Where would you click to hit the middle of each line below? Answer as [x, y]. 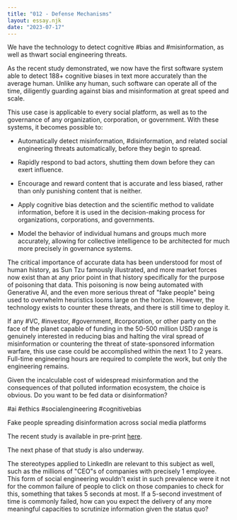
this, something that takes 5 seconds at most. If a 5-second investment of [115, 494]
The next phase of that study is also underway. [76, 450]
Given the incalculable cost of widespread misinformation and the [103, 380]
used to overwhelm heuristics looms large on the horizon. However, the [111, 300]
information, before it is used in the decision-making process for [111, 213]
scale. [16, 98]
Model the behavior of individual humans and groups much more [112, 234]
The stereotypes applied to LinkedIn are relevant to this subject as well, [111, 464]
